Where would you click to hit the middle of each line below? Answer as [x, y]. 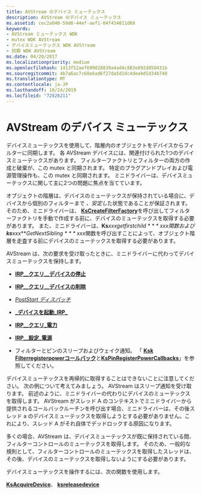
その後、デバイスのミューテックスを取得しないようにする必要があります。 [98, 458]
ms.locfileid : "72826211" [38, 96]
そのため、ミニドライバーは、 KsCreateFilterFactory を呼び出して [88, 211]
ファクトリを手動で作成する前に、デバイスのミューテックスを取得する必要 [103, 218]
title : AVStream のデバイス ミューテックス [56, 12]
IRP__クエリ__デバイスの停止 [50, 274]
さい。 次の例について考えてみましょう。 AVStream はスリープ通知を [91, 386]
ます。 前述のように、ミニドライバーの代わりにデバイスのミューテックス [101, 393]
